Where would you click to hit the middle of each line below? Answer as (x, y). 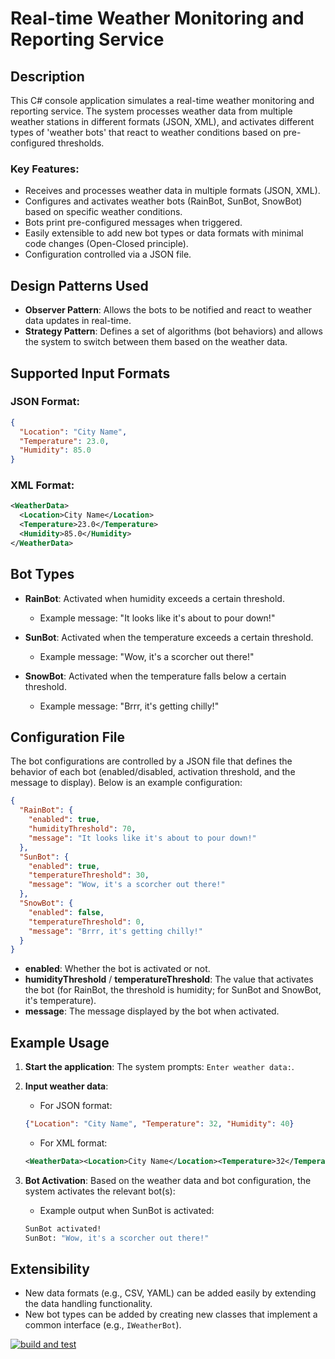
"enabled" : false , (66, 912)
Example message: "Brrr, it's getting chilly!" (129, 706)
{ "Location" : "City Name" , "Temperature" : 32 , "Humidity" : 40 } (159, 1124)
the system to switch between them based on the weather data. (156, 342)
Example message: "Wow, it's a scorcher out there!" (147, 656)
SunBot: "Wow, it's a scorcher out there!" (117, 1238)
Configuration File (68, 737)
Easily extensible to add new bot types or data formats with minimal (164, 233)
